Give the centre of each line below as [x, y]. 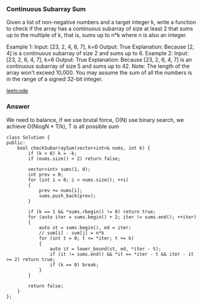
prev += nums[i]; [61, 190]
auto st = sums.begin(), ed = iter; [85, 227]
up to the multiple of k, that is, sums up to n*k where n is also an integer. [97, 35]
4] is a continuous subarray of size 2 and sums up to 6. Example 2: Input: [98, 53]
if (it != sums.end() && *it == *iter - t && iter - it [122, 254]
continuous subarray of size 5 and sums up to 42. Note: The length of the [98, 66]
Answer [18, 107]
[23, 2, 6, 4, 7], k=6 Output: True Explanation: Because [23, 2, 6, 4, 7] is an [99, 60]
